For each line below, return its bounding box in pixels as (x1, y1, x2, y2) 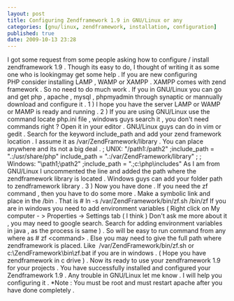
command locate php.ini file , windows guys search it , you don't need (7, 115, 210, 123)
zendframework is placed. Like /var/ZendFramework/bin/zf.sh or (7, 241, 194, 250)
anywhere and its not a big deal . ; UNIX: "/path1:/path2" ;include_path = (7, 145, 214, 153)
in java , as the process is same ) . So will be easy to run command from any (7, 227, 226, 235)
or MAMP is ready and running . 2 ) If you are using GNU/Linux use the (7, 108, 211, 116)
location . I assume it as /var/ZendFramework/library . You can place (7, 137, 204, 146)
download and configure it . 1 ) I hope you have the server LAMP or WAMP (7, 100, 221, 108)
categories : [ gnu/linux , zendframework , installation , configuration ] (7, 23, 217, 30)
